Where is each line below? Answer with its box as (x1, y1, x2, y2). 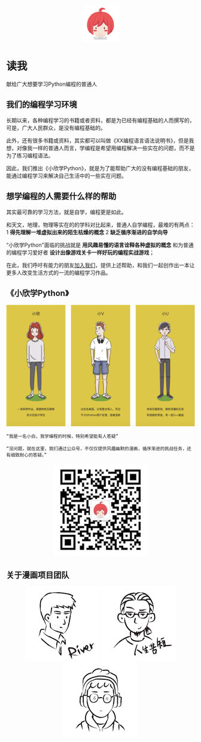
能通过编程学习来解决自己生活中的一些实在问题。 (6, 172, 127, 179)
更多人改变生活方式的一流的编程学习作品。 (6, 269, 111, 276)
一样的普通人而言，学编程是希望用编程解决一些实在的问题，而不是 (32, 144, 195, 152)
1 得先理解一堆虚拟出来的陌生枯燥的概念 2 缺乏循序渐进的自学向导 (6, 228, 169, 235)
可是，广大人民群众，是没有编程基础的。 (6, 124, 106, 131)
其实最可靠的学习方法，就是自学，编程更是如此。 (6, 208, 127, 216)
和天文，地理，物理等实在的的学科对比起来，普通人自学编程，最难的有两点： (6, 221, 195, 228)
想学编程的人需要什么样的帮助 (6, 191, 117, 202)
